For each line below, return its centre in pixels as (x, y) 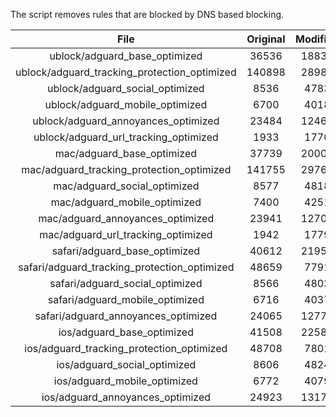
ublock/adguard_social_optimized (126, 88)
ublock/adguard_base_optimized (126, 56)
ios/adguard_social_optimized (126, 364)
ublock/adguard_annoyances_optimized (126, 121)
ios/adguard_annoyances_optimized (126, 397)
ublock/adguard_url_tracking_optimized (126, 137)
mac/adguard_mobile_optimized (126, 202)
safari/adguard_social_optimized (126, 283)
